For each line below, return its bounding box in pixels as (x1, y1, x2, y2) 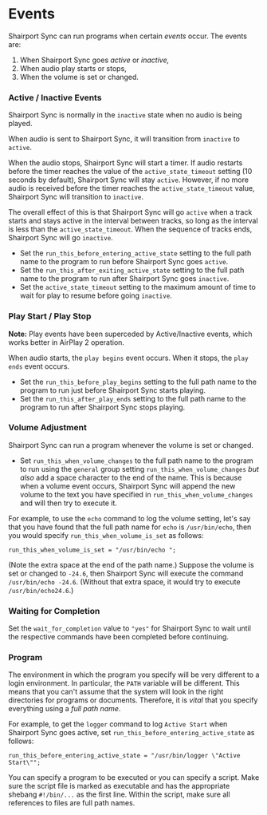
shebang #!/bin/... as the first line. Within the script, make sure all (8, 789, 230, 799)
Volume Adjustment (8, 422, 88, 433)
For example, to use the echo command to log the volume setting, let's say (8, 513, 251, 523)
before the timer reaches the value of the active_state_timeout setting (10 (8, 167, 253, 176)
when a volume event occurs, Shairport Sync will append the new (19, 481, 236, 491)
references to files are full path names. (8, 798, 135, 808)
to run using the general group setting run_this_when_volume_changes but (19, 464, 259, 473)
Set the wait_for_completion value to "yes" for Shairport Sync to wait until (8, 623, 251, 633)
